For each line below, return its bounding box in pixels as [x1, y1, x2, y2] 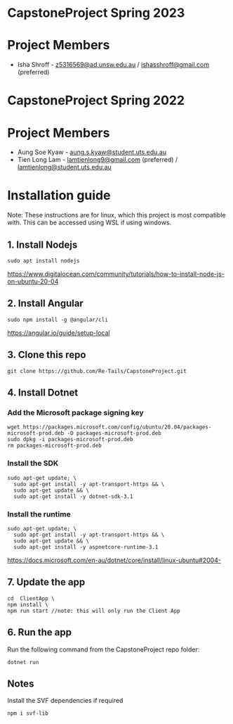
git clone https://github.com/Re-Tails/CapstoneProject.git [7, 367, 187, 374]
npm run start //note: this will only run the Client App [7, 607, 180, 614]
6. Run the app [7, 626, 72, 638]
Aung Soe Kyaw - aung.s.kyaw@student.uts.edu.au [17, 148, 167, 156]
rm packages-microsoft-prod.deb [7, 442, 102, 450]
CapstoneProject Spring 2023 [7, 5, 185, 21]
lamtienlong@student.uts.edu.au [17, 163, 112, 172]
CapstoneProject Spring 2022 [7, 93, 185, 108]
